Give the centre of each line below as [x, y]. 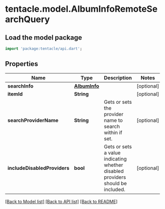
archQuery [27, 19]
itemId [15, 94]
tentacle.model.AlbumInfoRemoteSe [82, 9]
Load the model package [44, 37]
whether [113, 165]
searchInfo [20, 86]
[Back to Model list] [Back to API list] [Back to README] [61, 201]
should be [115, 183]
